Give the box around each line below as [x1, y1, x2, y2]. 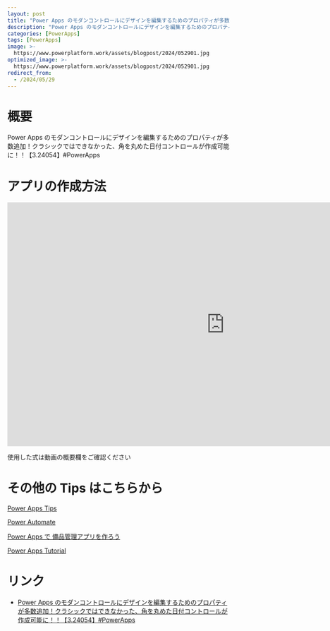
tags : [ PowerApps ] [7, 37, 61, 44]
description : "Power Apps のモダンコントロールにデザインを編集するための [7, 23, 207, 30]
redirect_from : [7, 69, 52, 76]
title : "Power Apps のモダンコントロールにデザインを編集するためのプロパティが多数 [7, 17, 230, 24]
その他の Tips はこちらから [7, 481, 164, 496]
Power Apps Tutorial [7, 546, 66, 555]
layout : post [7, 10, 46, 18]
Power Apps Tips [7, 504, 58, 512]
